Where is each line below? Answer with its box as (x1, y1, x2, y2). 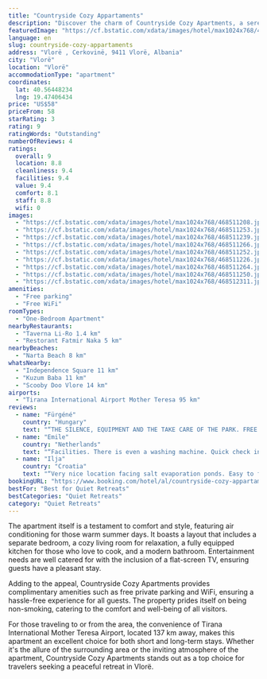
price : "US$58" (8, 100, 59, 108)
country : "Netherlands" (22, 440, 102, 448)
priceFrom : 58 (8, 108, 56, 116)
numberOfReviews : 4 (8, 137, 73, 145)
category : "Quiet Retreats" (8, 499, 102, 507)
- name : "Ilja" (15, 455, 66, 464)
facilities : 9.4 (15, 174, 69, 183)
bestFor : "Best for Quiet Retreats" (8, 484, 130, 493)
